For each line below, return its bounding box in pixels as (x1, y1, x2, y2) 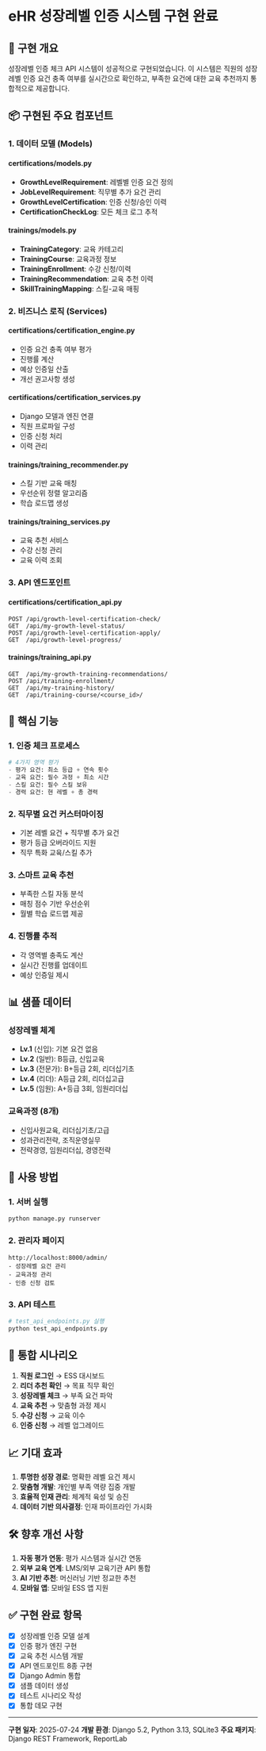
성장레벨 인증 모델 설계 (19, 1631, 90, 1641)
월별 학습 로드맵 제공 (19, 909, 84, 919)
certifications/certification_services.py (8, 393, 141, 402)
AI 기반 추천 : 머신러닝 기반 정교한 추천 (19, 1573, 136, 1583)
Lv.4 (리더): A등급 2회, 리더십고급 (19, 1074, 124, 1084)
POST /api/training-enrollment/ (8, 677, 115, 685)
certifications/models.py (8, 158, 93, 167)
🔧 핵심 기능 (8, 715, 59, 728)
